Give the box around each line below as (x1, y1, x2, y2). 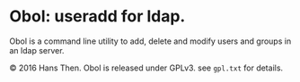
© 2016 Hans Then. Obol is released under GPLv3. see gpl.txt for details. (9, 62, 284, 73)
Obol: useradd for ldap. (9, 6, 186, 27)
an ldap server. (9, 45, 65, 55)
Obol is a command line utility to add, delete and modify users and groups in (9, 36, 292, 46)
